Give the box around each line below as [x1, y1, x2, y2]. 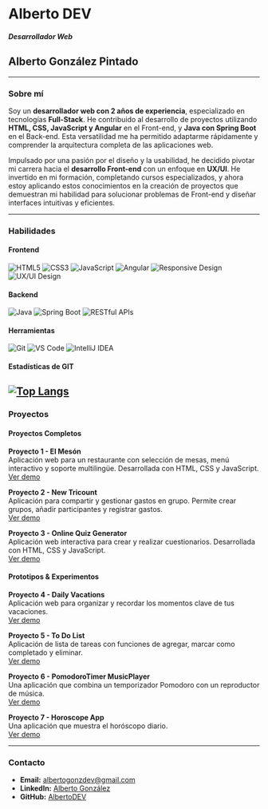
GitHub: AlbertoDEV [19, 792, 87, 802]
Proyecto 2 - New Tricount [8, 487, 97, 497]
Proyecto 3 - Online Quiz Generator [8, 528, 128, 537]
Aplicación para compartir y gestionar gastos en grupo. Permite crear [8, 496, 237, 506]
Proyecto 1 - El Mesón [8, 446, 81, 456]
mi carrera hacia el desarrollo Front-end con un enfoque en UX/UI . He [8, 164, 241, 173]
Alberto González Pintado [8, 55, 139, 69]
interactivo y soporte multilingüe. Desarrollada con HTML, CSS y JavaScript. [8, 463, 259, 473]
